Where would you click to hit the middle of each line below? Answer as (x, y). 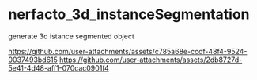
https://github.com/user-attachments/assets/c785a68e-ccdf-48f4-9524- (128, 51)
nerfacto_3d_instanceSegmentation (129, 15)
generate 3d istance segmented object (71, 36)
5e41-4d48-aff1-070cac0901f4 (59, 67)
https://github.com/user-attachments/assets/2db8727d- (151, 60)
